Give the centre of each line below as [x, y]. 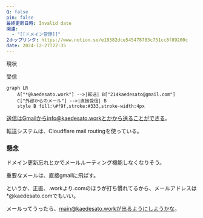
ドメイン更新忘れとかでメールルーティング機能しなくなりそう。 [86, 163]
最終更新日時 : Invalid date [39, 23]
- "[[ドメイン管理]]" [36, 35]
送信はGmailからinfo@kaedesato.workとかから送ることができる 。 [88, 118]
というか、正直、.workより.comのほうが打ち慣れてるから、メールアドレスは [101, 188]
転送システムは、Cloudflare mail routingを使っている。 [74, 131]
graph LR [17, 88]
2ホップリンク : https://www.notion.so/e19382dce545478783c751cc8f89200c [97, 40]
